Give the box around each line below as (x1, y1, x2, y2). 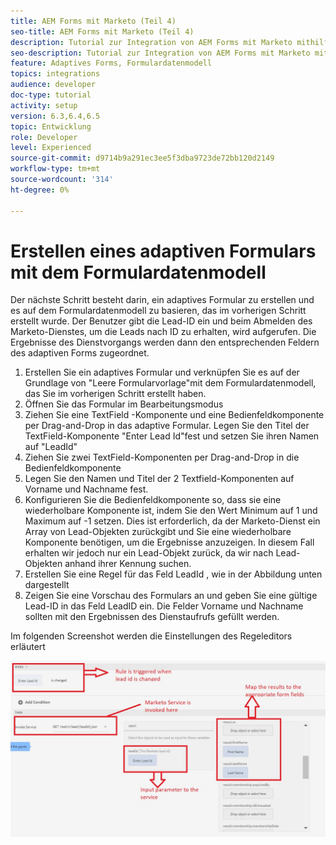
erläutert (10, 641, 46, 653)
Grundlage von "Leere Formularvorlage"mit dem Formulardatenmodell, (24, 377, 317, 389)
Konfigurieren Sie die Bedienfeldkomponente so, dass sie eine (24, 494, 282, 506)
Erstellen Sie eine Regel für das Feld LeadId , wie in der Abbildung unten (24, 568, 323, 580)
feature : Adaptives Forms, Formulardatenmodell (10, 58, 213, 69)
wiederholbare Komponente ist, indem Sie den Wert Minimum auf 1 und (24, 505, 318, 517)
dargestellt (24, 579, 70, 591)
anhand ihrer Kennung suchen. (64, 558, 192, 570)
